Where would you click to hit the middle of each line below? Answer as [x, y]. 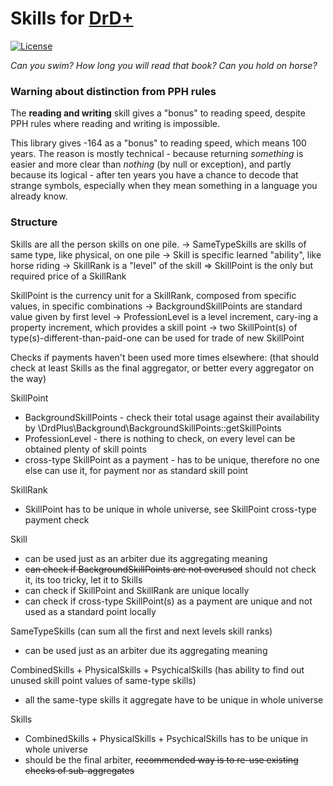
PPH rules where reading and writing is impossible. [115, 124]
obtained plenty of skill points [85, 449]
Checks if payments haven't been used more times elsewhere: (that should [165, 357]
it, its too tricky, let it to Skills [83, 579]
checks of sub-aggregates [79, 770]
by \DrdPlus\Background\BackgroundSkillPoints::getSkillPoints [153, 428]
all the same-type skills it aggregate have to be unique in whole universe [174, 699]
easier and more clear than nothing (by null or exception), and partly [151, 164]
